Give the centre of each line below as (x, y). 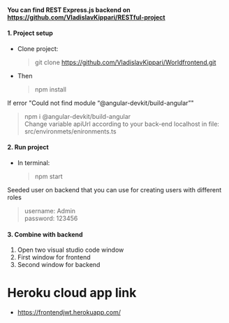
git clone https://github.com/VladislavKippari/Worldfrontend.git (125, 62)
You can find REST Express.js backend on (69, 10)
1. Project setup (30, 33)
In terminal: (34, 163)
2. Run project (28, 148)
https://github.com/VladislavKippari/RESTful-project (86, 17)
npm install (50, 89)
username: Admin (50, 211)
